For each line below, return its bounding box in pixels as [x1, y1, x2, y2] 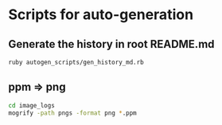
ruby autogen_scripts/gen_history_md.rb [8, 58, 145, 66]
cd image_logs [8, 101, 56, 109]
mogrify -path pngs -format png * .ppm [8, 109, 137, 117]
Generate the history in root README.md [8, 37, 215, 51]
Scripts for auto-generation [8, 6, 193, 24]
